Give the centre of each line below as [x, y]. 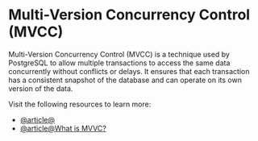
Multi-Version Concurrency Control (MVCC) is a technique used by [119, 54]
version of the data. [41, 88]
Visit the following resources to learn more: [80, 104]
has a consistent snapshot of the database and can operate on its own [125, 80]
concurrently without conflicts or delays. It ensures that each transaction [129, 71]
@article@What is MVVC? [63, 128]
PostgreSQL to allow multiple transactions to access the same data [119, 63]
